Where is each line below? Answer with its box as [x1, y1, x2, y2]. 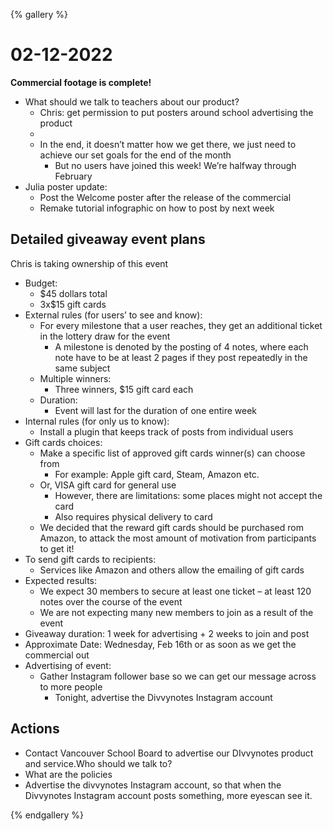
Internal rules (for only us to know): [24, 415, 170, 427]
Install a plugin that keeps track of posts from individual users [39, 425, 294, 438]
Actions [10, 720, 60, 738]
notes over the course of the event [39, 595, 183, 608]
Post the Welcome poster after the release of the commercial [39, 191, 292, 203]
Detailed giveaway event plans [10, 231, 206, 248]
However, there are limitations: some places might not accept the [54, 489, 323, 501]
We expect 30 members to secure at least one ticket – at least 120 [39, 585, 312, 597]
